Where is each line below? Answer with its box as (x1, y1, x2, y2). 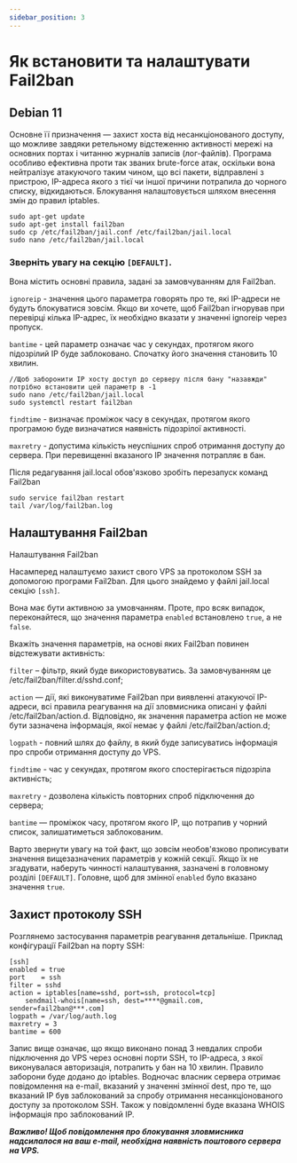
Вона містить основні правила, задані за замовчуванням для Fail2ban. (9, 276, 277, 287)
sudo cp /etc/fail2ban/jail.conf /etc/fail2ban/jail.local (9, 227, 232, 236)
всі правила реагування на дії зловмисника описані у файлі (41, 700, 268, 711)
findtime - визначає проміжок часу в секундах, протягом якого (9, 414, 251, 424)
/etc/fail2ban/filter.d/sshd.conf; (9, 674, 124, 684)
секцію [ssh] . (9, 585, 60, 596)
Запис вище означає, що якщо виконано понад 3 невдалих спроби (9, 1042, 262, 1053)
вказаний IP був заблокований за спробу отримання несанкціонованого (9, 1089, 284, 1101)
